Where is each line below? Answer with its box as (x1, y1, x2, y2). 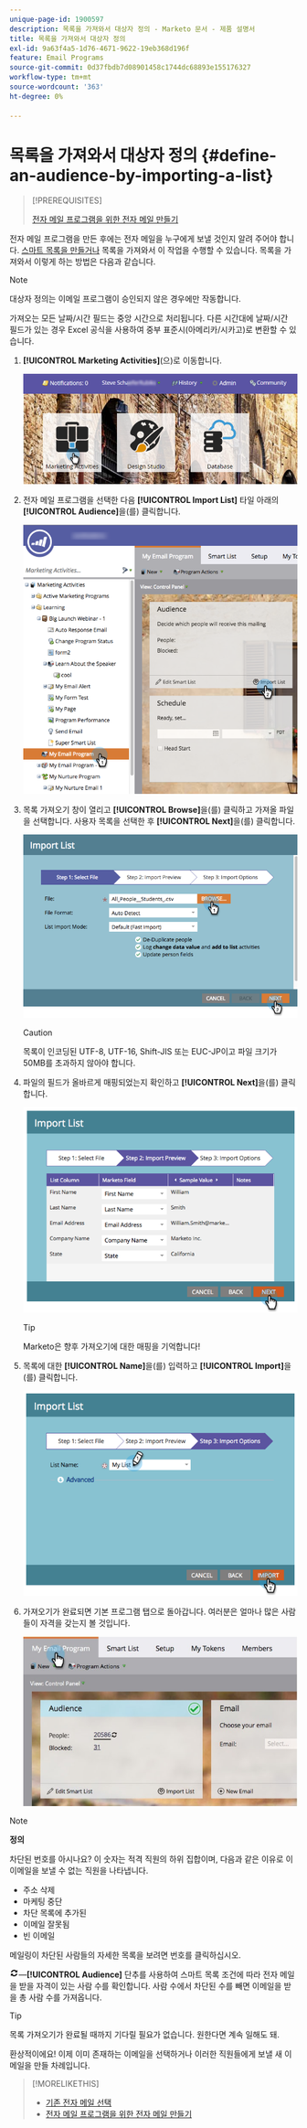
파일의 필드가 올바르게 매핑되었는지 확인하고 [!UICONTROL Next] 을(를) (22, 1077, 280, 1088)
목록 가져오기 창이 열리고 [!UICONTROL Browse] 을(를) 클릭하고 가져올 (22, 805, 278, 816)
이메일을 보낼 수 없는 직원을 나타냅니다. (9, 1865, 149, 1876)
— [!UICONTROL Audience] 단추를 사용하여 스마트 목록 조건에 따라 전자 (18, 1969, 279, 1980)
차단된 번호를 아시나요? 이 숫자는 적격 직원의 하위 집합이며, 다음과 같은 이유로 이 (9, 1853, 294, 1865)
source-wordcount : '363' (9, 82, 104, 91)
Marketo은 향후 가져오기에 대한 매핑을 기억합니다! (22, 1341, 201, 1353)
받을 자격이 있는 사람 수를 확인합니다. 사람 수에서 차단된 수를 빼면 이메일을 (18, 1980, 282, 1991)
